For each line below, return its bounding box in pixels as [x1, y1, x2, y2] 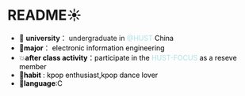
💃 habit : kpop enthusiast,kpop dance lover [18, 70, 159, 79]
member [18, 61, 47, 71]
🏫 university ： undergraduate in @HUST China [18, 33, 174, 42]
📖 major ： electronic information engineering [18, 42, 165, 53]
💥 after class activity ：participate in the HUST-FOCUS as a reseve [18, 53, 237, 62]
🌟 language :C [18, 78, 63, 88]
